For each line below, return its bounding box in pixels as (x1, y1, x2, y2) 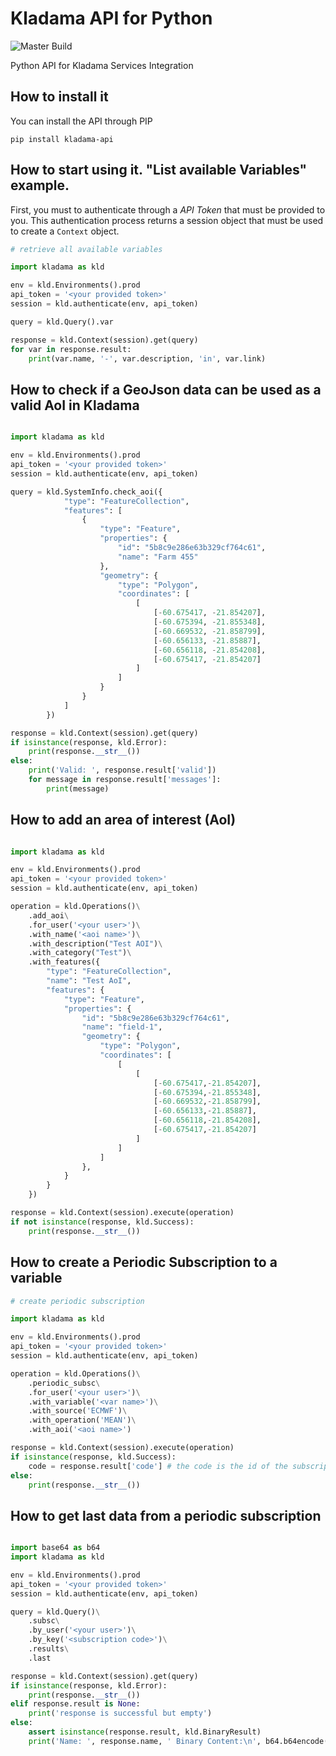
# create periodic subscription (10, 1296, 145, 1306)
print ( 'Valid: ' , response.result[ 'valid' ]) (28, 765, 217, 776)
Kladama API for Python (10, 7, 213, 30)
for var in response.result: (10, 344, 132, 354)
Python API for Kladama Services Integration (10, 59, 194, 71)
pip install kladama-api (10, 134, 114, 144)
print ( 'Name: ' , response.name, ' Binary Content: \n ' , (28, 1736, 262, 1746)
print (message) (46, 783, 110, 794)
